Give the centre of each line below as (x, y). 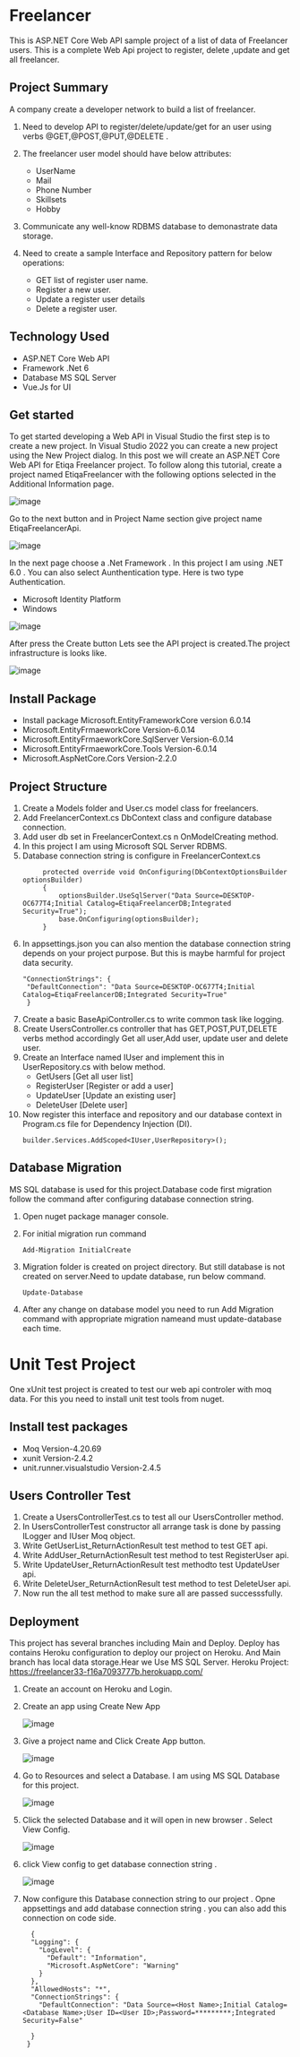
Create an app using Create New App (91, 1707)
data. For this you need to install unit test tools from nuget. (117, 1399)
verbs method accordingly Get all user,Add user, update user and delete (155, 1038)
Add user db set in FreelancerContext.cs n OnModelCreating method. (150, 837)
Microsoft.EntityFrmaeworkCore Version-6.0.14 (108, 730)
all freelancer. (34, 59)
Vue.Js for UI (47, 387)
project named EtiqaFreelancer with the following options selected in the (143, 475)
